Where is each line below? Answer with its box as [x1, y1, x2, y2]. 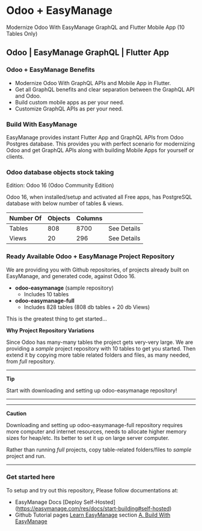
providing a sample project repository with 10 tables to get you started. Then [6, 345, 196, 352]
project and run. [6, 452, 46, 459]
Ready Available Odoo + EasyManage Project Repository [6, 252, 175, 261]
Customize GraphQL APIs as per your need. [14, 105, 123, 112]
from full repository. [6, 357, 55, 365]
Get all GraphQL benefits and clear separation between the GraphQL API [14, 86, 195, 93]
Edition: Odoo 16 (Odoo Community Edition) [6, 182, 114, 189]
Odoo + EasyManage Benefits [6, 66, 95, 74]
